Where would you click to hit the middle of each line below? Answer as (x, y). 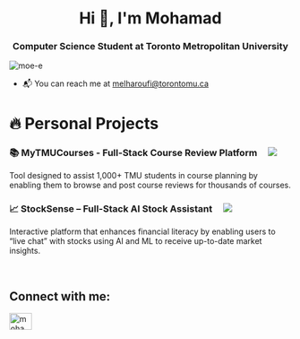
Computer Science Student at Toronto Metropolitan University (150, 47)
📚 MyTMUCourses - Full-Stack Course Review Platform (133, 152)
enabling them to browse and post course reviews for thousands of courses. (150, 185)
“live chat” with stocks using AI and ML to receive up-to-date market (136, 241)
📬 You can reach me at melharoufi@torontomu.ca (115, 83)
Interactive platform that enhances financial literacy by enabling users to (142, 231)
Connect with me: (60, 296)
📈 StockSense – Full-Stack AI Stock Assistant (111, 208)
